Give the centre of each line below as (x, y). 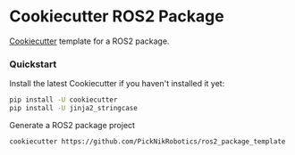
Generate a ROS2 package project (72, 125)
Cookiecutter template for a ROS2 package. (89, 41)
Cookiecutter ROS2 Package (117, 16)
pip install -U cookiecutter (63, 100)
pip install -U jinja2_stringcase (74, 109)
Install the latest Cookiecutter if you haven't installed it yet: (117, 84)
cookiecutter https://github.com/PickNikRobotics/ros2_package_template (147, 141)
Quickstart (33, 64)
